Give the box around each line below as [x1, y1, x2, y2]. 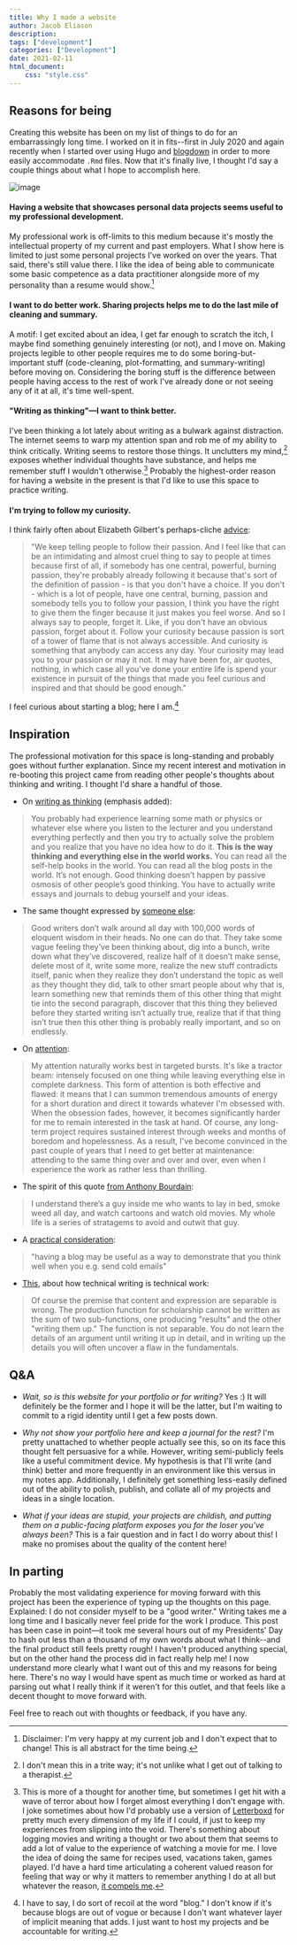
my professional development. [9, 212, 124, 222]
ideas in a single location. [21, 1493, 115, 1503]
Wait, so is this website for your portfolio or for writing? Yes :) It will [21, 1391, 267, 1401]
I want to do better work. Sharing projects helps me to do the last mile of [9, 300, 278, 311]
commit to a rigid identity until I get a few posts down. [21, 1409, 218, 1421]
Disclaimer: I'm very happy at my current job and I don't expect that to [21, 1733, 278, 1744]
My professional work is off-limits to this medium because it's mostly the [9, 231, 274, 242]
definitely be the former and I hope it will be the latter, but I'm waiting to [21, 1401, 283, 1411]
